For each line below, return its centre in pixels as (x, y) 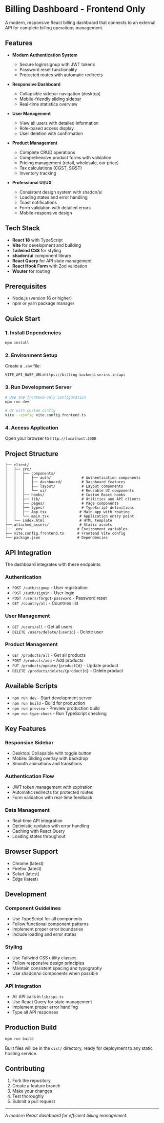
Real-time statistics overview (49, 104)
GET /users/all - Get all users (42, 626)
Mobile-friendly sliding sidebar (50, 99)
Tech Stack (22, 228)
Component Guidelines (33, 908)
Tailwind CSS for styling (37, 250)
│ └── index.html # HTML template (59, 521)
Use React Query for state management (52, 1002)
